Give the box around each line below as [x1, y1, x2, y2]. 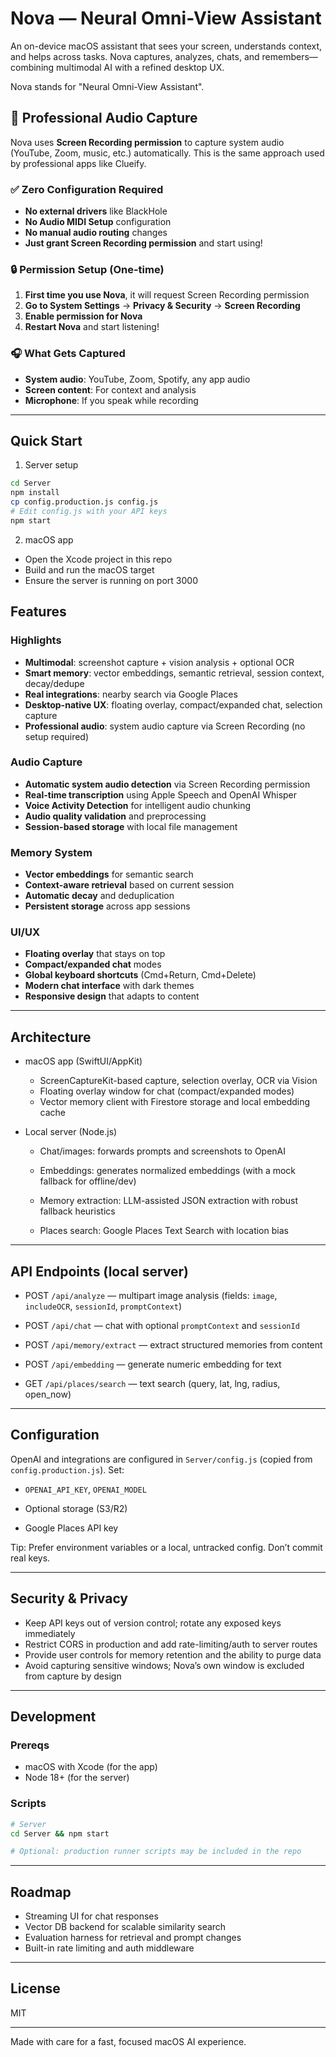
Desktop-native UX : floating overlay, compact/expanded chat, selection [24, 698, 323, 711]
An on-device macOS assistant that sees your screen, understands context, [10, 40, 323, 52]
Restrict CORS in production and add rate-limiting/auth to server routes [24, 1638, 318, 1650]
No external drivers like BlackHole [24, 205, 168, 217]
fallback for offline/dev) [39, 1175, 137, 1187]
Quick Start [10, 433, 83, 450]
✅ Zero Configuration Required [10, 182, 164, 196]
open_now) [24, 1388, 72, 1401]
